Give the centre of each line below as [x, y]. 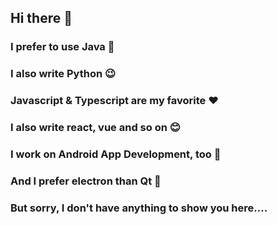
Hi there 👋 [41, 18]
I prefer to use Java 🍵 [62, 47]
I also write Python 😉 [63, 74]
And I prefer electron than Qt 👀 [86, 181]
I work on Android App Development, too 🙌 [116, 154]
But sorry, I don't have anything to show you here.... [139, 208]
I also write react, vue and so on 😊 [95, 128]
